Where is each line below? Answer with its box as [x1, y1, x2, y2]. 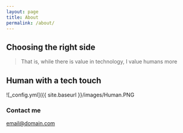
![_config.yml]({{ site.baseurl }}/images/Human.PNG [6, 91, 135, 98]
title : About [6, 14, 39, 20]
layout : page [6, 8, 39, 15]
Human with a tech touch [6, 75, 102, 86]
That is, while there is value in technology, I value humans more [20, 58, 178, 65]
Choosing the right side [6, 42, 96, 52]
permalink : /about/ [6, 20, 55, 26]
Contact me [6, 106, 41, 114]
